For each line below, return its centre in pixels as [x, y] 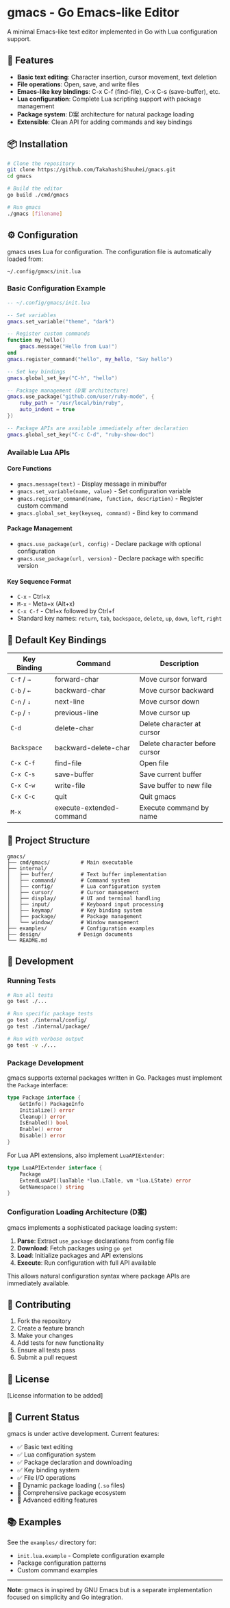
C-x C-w [23, 786]
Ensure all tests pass [46, 1350]
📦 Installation [38, 144]
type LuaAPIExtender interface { [55, 1167]
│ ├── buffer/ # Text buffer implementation [87, 874]
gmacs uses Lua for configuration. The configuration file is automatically [110, 251]
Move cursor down [169, 702]
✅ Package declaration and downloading [74, 1462]
